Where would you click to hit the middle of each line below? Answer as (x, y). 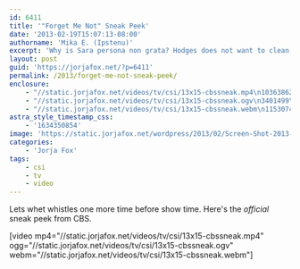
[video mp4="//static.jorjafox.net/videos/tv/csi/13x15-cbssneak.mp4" (137, 236)
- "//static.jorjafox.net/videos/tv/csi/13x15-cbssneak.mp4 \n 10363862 (159, 92)
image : (21, 134)
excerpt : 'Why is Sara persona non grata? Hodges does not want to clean (150, 51)
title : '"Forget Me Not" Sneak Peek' (79, 26)
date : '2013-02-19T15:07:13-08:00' (75, 34)
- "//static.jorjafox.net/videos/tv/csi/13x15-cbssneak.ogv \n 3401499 (158, 101)
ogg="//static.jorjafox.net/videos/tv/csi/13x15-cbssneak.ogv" (121, 246)
